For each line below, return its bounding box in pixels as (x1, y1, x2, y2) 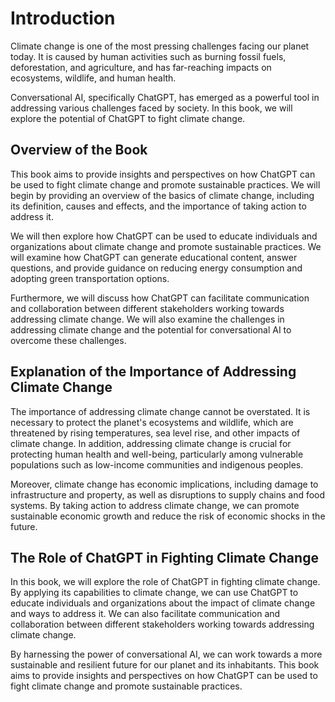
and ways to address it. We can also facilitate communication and (10, 608, 281, 620)
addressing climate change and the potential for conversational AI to (10, 323, 292, 336)
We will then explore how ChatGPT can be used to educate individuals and (10, 230, 318, 242)
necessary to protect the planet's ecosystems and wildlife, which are (10, 416, 294, 428)
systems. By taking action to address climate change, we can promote (10, 499, 300, 511)
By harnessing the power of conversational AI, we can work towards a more (10, 648, 323, 661)
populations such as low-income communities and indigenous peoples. (10, 458, 304, 471)
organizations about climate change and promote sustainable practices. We (10, 240, 322, 252)
